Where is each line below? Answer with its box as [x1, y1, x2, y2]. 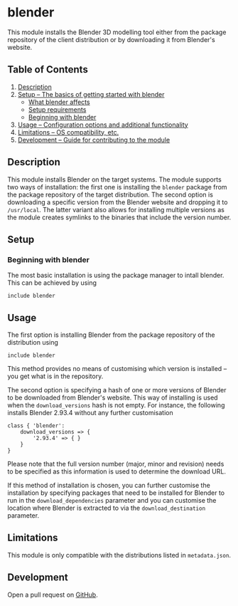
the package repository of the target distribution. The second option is [7, 190, 213, 199]
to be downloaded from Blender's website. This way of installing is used [7, 393, 218, 402]
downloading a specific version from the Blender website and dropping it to [7, 197, 228, 207]
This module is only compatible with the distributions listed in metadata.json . [7, 550, 232, 559]
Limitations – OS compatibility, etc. [17, 127, 119, 136]
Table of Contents [7, 63, 89, 75]
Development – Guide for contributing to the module [17, 135, 171, 144]
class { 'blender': [7, 422, 65, 429]
